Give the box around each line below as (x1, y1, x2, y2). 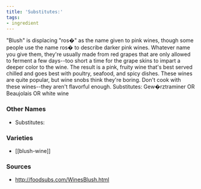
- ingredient (6, 20, 39, 26)
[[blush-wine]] (14, 147, 51, 154)
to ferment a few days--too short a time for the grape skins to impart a (6, 57, 181, 64)
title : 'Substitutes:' (6, 8, 63, 15)
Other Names (6, 105, 46, 113)
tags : (6, 14, 20, 20)
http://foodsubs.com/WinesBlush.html (14, 176, 110, 184)
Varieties (6, 134, 33, 142)
